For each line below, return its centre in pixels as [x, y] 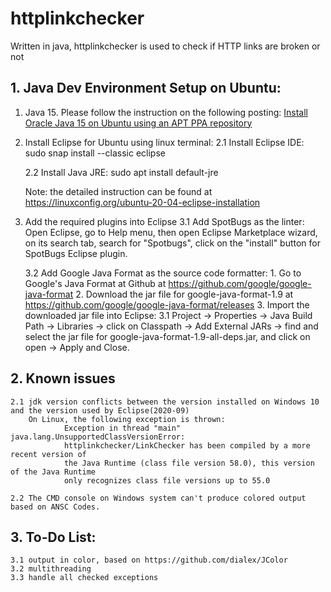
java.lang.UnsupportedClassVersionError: [98, 437]
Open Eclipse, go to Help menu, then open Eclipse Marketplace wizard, [171, 232]
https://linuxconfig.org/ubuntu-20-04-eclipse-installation [142, 202]
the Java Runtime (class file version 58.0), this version [189, 463]
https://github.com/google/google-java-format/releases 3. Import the [167, 304]
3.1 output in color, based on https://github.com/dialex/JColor [149, 560]
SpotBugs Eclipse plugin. [76, 253]
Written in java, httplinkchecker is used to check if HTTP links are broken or [165, 46]
